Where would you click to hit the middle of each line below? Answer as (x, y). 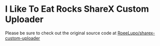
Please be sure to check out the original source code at (61, 33)
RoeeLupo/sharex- (136, 33)
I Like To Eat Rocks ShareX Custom (77, 9)
